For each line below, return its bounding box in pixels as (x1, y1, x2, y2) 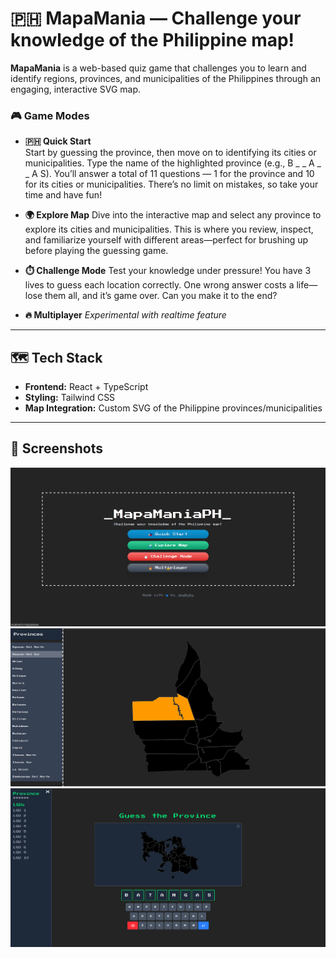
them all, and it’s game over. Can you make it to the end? (44, 290, 278, 302)
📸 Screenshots (10, 440, 104, 457)
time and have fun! (24, 189, 103, 201)
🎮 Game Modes (10, 108, 90, 122)
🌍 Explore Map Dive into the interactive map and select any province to (24, 209, 322, 221)
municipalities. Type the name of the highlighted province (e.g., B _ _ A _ (24, 157, 322, 169)
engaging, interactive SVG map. (10, 83, 142, 95)
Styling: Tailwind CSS (24, 392, 116, 404)
